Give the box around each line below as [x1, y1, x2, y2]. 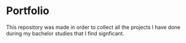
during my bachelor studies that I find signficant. [6, 29, 125, 37]
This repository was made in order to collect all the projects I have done [6, 24, 181, 31]
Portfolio [6, 4, 50, 18]
